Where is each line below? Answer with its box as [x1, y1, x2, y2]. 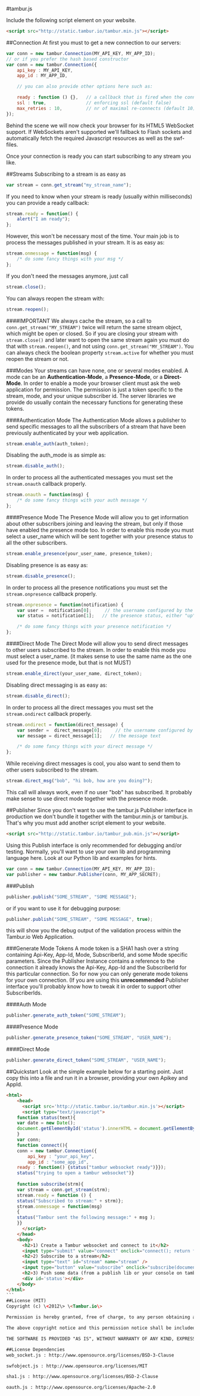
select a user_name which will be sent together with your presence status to [6, 532, 193, 540]
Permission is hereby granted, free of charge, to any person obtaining [6, 1314, 190, 1320]
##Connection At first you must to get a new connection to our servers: [6, 39, 182, 46]
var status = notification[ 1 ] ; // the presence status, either [17, 613, 183, 619]
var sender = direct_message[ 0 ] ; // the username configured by [17, 727, 193, 733]
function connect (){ [17, 1142, 68, 1148]
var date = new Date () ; [17, 1120, 76, 1126]
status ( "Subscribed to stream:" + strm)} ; [17, 1198, 124, 1204]
